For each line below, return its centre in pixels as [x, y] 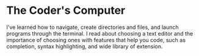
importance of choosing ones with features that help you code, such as [96, 40]
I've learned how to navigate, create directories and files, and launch [92, 27]
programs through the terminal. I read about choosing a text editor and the [100, 33]
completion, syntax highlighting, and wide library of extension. [85, 46]
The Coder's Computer [66, 11]
